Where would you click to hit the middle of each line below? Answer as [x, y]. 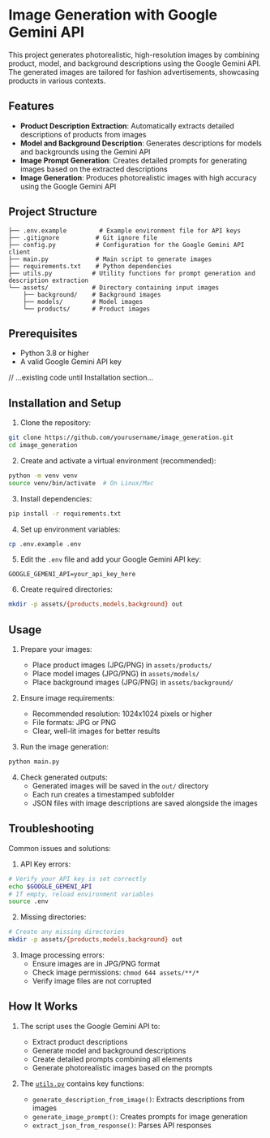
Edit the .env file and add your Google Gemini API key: [110, 559]
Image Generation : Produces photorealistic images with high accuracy [138, 177]
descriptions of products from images [83, 134]
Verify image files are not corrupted [92, 981]
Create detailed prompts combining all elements [112, 1059]
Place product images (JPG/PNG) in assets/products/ [122, 665]
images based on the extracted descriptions [94, 169]
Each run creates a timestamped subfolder [103, 795]
